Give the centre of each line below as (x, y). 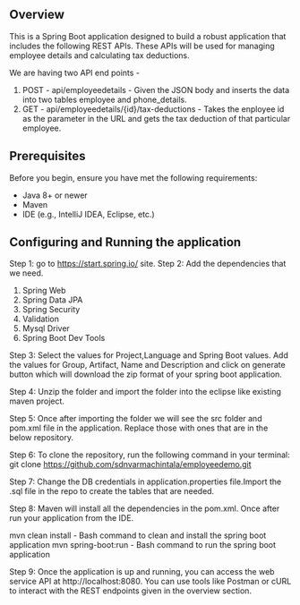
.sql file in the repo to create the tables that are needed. (112, 491)
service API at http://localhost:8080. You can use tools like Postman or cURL (150, 582)
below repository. (42, 438)
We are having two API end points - (75, 72)
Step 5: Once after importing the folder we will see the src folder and (136, 419)
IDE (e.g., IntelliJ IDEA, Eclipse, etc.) (88, 214)
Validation (41, 319)
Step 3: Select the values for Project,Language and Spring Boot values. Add (149, 355)
